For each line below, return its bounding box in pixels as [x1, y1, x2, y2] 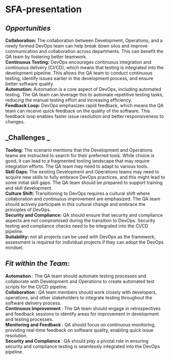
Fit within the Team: [5, 259, 70, 268]
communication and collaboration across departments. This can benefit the [5, 48, 164, 54]
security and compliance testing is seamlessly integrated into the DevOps [5, 343, 160, 349]
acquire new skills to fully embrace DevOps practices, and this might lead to [5, 174, 165, 180]
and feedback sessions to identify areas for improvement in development [5, 311, 159, 317]
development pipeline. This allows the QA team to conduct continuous [5, 70, 153, 76]
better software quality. [5, 81, 55, 87]
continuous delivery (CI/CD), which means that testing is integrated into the [5, 65, 164, 70]
